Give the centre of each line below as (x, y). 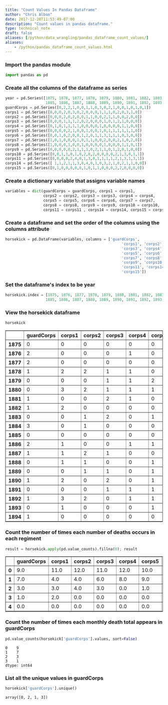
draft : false (19, 33)
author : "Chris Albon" (29, 15)
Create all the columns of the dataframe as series (66, 88)
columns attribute (27, 229)
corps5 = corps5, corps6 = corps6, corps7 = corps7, (99, 201)
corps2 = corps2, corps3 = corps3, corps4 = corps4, (99, 196)
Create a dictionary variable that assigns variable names (75, 181)
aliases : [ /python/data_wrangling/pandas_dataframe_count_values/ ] (77, 38)
